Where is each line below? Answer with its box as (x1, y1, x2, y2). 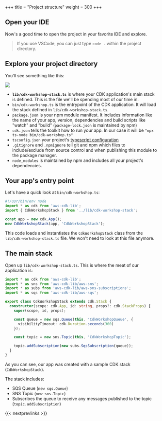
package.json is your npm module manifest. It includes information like (12, 112, 153, 118)
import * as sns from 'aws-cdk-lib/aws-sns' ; (5, 281, 98, 286)
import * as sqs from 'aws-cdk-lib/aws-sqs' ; (5, 290, 98, 296)
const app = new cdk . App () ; (5, 217, 62, 222)
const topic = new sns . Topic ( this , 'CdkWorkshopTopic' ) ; (14, 335, 131, 340)
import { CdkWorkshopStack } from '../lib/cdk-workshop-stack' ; (5, 208, 138, 213)
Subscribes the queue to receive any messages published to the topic (12, 396, 152, 402)
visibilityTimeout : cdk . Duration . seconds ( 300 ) (17, 321, 114, 326)
